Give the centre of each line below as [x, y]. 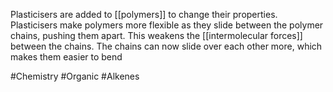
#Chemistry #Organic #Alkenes [75, 76]
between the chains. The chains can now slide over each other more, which [166, 46]
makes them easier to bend [66, 57]
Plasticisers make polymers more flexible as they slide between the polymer [167, 25]
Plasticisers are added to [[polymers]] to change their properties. [144, 14]
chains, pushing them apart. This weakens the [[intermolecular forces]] [156, 35]
